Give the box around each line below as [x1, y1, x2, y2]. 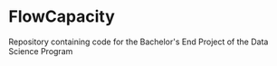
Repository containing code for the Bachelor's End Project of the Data [8, 36, 269, 47]
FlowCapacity [8, 6, 115, 27]
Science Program [8, 45, 73, 56]
